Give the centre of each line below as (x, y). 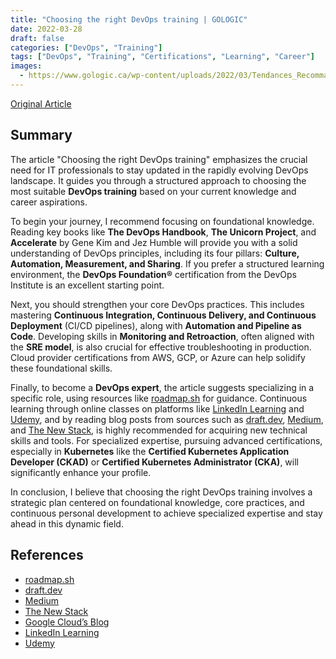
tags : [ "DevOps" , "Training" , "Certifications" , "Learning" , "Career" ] (162, 57)
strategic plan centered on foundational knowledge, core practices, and (157, 502)
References (47, 555)
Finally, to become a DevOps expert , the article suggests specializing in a (162, 387)
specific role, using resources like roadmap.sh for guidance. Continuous (159, 398)
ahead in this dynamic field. (67, 523)
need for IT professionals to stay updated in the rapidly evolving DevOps (159, 170)
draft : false (37, 38)
